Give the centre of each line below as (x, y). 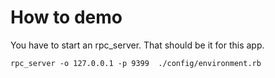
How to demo (66, 17)
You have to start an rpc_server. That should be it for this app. (137, 45)
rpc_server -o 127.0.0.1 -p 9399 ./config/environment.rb (136, 63)
